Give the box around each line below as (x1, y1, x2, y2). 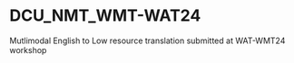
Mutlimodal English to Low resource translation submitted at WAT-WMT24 (9, 35, 286, 46)
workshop (9, 44, 47, 55)
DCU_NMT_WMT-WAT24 (9, 5, 201, 26)
